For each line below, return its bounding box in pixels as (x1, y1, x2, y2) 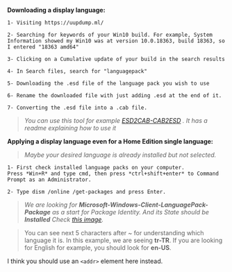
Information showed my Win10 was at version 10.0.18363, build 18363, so (7, 37, 226, 44)
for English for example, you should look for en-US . (24, 244, 172, 252)
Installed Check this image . (24, 215, 104, 223)
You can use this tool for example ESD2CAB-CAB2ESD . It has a (24, 117, 208, 124)
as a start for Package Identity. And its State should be (51, 208, 210, 216)
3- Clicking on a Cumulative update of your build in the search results (7, 56, 226, 62)
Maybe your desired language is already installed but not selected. (24, 151, 217, 159)
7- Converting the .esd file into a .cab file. (7, 104, 148, 111)
